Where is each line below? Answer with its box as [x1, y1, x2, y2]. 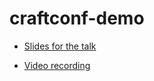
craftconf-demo [9, 7, 145, 30]
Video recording [23, 59, 91, 71]
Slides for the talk [23, 40, 97, 52]
